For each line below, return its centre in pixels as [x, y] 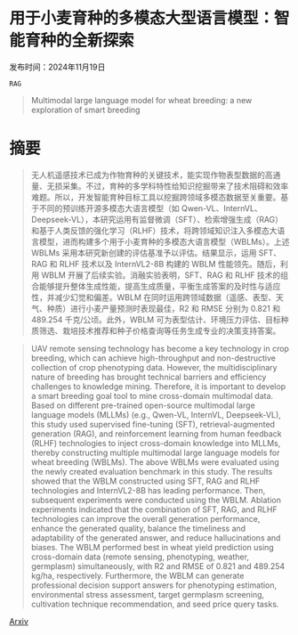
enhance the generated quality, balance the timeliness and [138, 528]
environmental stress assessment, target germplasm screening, [148, 594]
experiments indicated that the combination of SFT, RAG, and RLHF [154, 509]
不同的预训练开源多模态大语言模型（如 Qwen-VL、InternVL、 [150, 208]
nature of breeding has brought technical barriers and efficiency [149, 377]
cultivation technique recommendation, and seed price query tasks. [155, 604]
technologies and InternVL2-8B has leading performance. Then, [148, 490]
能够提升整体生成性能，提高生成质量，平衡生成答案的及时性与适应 [160, 286]
